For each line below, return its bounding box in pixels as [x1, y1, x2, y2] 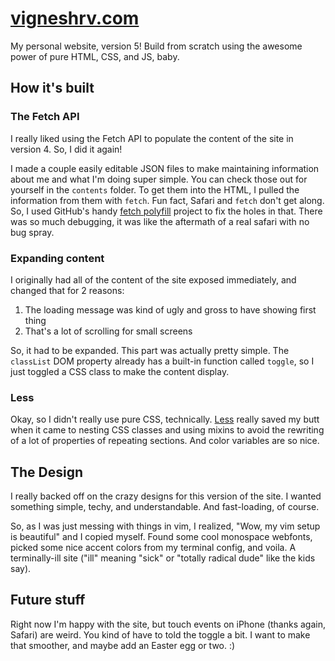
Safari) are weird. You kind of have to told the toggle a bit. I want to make [10, 628, 311, 641]
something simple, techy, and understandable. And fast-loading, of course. [10, 501, 320, 513]
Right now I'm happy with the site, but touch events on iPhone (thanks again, [10, 618, 326, 630]
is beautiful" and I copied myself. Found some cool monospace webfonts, [10, 531, 313, 543]
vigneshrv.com [10, 7, 140, 30]
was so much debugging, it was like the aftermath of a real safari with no [10, 215, 310, 227]
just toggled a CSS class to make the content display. [10, 365, 230, 377]
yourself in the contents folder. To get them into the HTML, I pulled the [10, 183, 300, 196]
